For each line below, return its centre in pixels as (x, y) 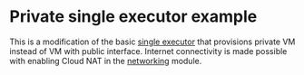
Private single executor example (133, 17)
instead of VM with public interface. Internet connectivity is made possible (148, 51)
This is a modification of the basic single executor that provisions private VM (152, 42)
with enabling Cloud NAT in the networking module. (106, 61)
